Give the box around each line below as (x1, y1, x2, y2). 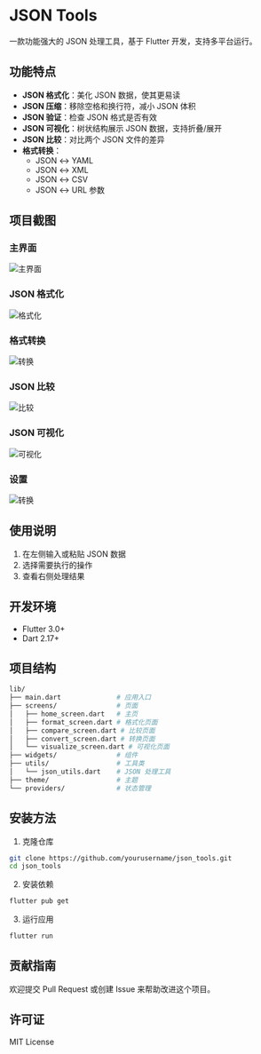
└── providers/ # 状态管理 (9, 783, 152, 793)
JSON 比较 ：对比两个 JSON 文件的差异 (21, 134, 166, 145)
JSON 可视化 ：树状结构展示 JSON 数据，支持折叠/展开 (21, 123, 223, 133)
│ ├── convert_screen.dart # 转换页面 (9, 734, 155, 743)
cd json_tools (9, 862, 62, 871)
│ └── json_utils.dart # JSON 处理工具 (9, 767, 171, 777)
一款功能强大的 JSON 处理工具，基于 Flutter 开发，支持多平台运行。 (9, 36, 257, 46)
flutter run (9, 931, 53, 941)
